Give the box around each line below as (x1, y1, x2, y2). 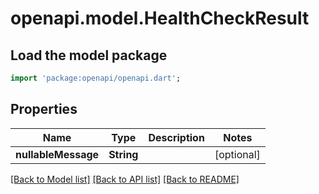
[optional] (214, 147, 261, 161)
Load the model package (10, 47, 168, 64)
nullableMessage (15, 147, 100, 161)
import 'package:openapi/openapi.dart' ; (10, 73, 182, 83)
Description (148, 130, 205, 144)
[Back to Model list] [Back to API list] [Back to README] (10, 173, 240, 185)
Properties (10, 101, 78, 118)
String (108, 147, 139, 161)
